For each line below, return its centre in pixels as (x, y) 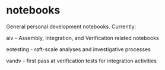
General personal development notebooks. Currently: (71, 26)
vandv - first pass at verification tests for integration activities (82, 61)
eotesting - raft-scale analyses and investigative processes (79, 49)
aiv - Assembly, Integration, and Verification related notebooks (82, 38)
